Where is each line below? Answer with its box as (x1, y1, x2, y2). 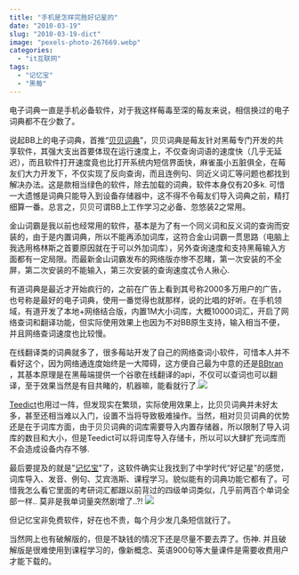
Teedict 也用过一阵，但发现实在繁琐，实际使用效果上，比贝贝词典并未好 (9, 399, 271, 410)
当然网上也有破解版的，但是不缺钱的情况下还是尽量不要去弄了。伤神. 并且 (9, 533, 279, 544)
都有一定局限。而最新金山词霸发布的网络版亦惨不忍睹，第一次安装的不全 (16, 253, 282, 264)
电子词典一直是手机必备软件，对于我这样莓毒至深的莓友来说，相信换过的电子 (9, 104, 290, 116)
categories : (9, 46, 53, 55)
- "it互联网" (17, 54, 61, 63)
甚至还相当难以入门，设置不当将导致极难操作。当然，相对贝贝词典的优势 (24, 410, 290, 420)
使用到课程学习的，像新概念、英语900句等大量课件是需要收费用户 (47, 544, 289, 555)
